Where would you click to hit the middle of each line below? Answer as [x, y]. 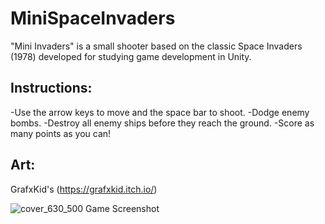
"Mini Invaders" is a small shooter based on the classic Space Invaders [156, 46]
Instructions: [51, 88]
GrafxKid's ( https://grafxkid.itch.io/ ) [84, 189]
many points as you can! [61, 133]
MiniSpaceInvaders [93, 18]
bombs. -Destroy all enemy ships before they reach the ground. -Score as [162, 123]
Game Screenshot [122, 208]
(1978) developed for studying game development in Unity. [131, 56]
